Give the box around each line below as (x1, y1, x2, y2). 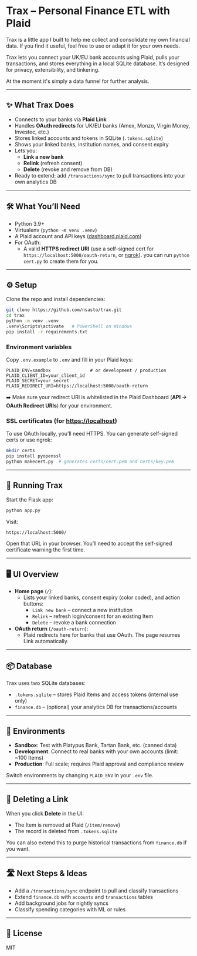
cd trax (6, 313, 25, 319)
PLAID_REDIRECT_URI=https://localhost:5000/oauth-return (6, 383, 148, 389)
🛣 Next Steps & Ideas (6, 868, 87, 878)
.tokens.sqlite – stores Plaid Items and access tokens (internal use (14, 691, 179, 698)
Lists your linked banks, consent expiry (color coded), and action (23, 594, 181, 601)
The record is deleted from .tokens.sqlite (14, 827, 118, 834)
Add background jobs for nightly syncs (14, 900, 108, 907)
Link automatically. (23, 638, 69, 645)
